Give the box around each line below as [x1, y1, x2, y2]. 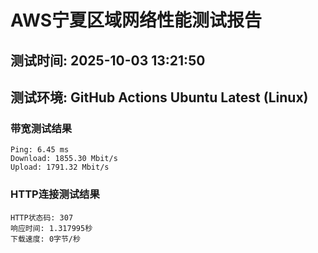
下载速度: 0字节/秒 [10, 234, 81, 244]
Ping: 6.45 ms [10, 145, 70, 155]
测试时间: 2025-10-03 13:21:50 [10, 52, 206, 69]
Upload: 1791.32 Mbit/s [10, 162, 110, 173]
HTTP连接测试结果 [10, 187, 100, 201]
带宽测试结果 [10, 121, 73, 135]
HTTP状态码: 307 [10, 212, 74, 223]
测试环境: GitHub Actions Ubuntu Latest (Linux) [10, 89, 309, 106]
